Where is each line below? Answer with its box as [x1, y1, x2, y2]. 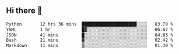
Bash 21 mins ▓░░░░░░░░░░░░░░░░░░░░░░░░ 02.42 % [6, 37, 174, 44]
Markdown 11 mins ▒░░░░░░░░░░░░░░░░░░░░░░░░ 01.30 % [6, 43, 174, 49]
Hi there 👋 [6, 6, 43, 16]
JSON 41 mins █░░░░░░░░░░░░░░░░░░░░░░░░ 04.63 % [6, 32, 174, 38]
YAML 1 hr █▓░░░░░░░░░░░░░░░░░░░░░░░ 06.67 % [6, 27, 174, 33]
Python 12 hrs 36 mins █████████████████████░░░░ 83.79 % [6, 21, 174, 27]
